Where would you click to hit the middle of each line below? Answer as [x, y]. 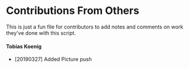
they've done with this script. [41, 33]
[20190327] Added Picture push [53, 59]
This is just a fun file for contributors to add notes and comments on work [95, 27]
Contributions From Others [73, 11]
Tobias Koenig [24, 46]
